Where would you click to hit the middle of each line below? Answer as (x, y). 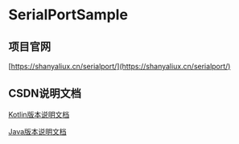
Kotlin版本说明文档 (39, 114)
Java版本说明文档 (37, 131)
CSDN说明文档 (45, 94)
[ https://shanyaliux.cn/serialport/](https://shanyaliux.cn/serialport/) (119, 66)
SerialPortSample (68, 15)
